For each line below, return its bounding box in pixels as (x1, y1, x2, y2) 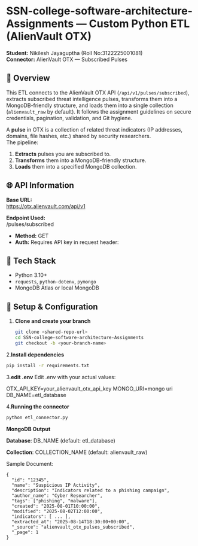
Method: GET (14, 232, 49, 239)
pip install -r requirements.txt (6, 362, 90, 368)
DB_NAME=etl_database (6, 391, 67, 398)
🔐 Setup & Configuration (6, 301, 98, 312)
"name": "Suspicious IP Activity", (11, 482, 100, 488)
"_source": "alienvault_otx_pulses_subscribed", (11, 524, 135, 530)
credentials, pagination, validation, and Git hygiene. (6, 114, 133, 121)
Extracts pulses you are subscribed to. (14, 150, 111, 157)
